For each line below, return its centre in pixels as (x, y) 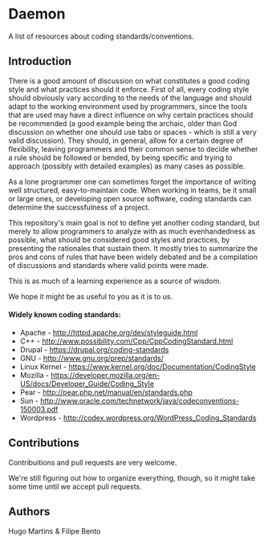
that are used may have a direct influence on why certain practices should (131, 115)
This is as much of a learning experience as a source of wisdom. (115, 281)
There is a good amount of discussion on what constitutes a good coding (129, 80)
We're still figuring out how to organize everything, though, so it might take (132, 477)
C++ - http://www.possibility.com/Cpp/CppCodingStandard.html (126, 341)
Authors (29, 512)
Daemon (37, 14)
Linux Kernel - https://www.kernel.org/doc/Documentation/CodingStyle (138, 367)
